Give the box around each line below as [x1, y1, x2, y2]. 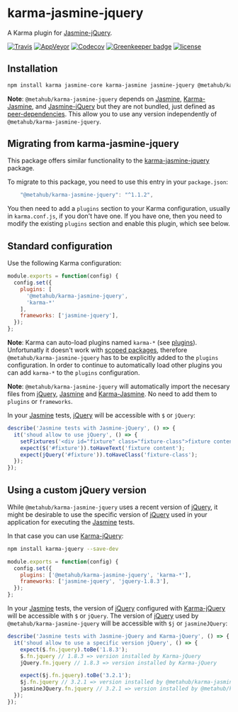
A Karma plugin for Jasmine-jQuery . [7, 28, 113, 37]
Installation [7, 62, 58, 75]
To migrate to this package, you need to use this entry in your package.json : [7, 177, 229, 186]
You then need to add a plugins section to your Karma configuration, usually [7, 204, 230, 213]
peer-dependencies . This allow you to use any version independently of [7, 109, 217, 118]
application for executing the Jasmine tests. [7, 517, 135, 526]
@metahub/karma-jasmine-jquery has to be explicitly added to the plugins [7, 354, 219, 361]
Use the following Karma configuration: [7, 259, 122, 268]
